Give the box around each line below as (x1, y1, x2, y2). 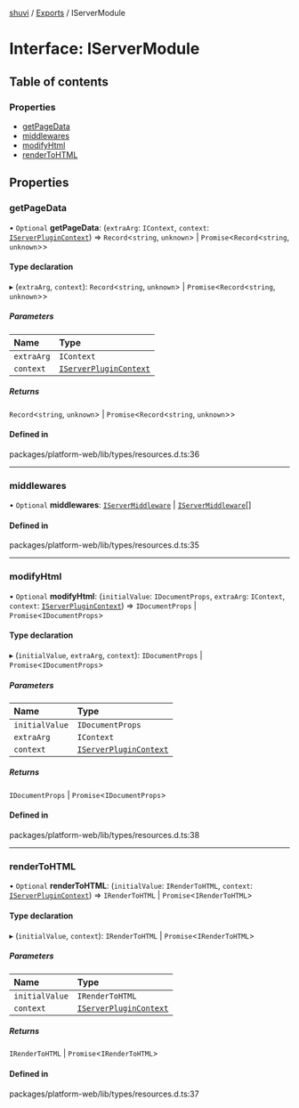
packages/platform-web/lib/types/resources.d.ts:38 (9, 830, 200, 841)
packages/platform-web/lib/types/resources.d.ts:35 (9, 540, 200, 550)
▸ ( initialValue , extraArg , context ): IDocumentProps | (9, 649, 203, 660)
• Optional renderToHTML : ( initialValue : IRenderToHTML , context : (9, 881, 254, 892)
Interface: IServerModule (9, 39, 200, 59)
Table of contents (9, 74, 109, 89)
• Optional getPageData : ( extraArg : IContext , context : (9, 222, 209, 232)
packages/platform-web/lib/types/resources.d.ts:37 (9, 1088, 199, 1099)
